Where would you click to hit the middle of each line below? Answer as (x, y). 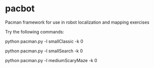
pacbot (20, 9)
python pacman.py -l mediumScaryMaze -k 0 (51, 60)
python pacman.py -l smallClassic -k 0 (44, 41)
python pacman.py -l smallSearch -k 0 (44, 51)
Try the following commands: (35, 32)
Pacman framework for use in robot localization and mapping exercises (77, 22)
